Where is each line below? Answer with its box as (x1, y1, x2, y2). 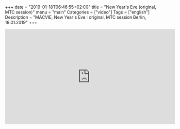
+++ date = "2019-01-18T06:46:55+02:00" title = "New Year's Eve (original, (5, 4, 156, 10)
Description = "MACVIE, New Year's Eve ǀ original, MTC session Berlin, (5, 14, 147, 20)
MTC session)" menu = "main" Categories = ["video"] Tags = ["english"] (5, 9, 150, 15)
